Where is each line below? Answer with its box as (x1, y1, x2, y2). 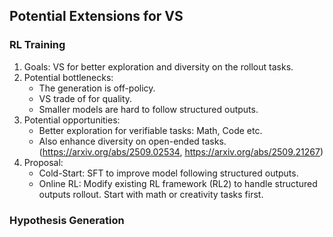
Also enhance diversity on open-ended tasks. (38, 135, 227, 147)
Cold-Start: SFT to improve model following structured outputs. (38, 167, 299, 179)
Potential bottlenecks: (23, 71, 114, 83)
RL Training (9, 38, 66, 52)
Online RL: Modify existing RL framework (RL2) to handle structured (38, 177, 318, 189)
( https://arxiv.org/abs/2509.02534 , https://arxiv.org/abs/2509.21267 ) (38, 145, 324, 158)
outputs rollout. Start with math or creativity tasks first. (38, 188, 264, 200)
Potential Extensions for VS (9, 8, 184, 25)
